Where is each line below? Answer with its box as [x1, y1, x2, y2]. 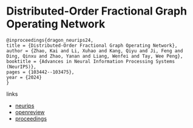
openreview [15, 108, 45, 116]
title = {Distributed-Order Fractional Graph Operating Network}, [6, 42, 178, 49]
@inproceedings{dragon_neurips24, [6, 37, 94, 43]
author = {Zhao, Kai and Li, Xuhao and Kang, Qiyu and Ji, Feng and [6, 47, 183, 54]
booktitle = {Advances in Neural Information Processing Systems [6, 58, 175, 64]
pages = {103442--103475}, [6, 69, 75, 75]
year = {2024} [6, 74, 42, 80]
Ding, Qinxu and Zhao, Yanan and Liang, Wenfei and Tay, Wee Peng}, [6, 53, 183, 59]
